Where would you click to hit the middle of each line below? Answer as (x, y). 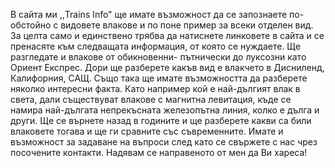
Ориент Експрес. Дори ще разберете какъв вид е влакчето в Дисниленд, (167, 67)
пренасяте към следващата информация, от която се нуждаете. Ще (156, 46)
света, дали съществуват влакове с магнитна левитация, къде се (151, 99)
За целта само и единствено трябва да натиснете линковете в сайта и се (167, 35)
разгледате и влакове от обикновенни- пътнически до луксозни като (158, 57)
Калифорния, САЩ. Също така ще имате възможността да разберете (159, 78)
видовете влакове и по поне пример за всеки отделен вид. (187, 25)
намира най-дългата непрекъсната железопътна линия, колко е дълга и (165, 110)
